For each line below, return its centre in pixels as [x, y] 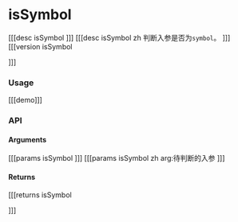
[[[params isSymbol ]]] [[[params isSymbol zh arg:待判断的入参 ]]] [117, 158]
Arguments [28, 139]
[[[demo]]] [25, 100]
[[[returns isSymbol [40, 195]
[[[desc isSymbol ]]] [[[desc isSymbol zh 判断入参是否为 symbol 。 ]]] [119, 37]
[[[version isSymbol [40, 46]
